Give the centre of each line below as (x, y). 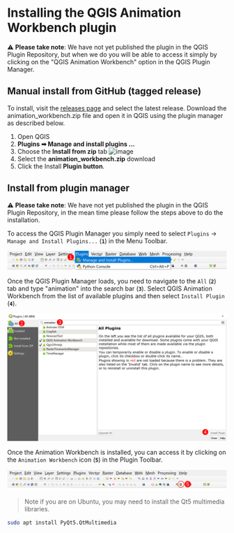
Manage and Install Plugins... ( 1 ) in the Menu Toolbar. (87, 241)
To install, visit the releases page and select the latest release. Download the (117, 108)
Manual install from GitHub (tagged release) (104, 91)
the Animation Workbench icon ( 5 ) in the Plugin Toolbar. (85, 460)
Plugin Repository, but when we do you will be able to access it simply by (112, 54)
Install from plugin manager (69, 188)
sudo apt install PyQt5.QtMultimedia (62, 523)
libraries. (37, 509)
